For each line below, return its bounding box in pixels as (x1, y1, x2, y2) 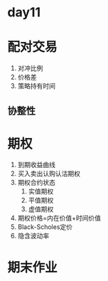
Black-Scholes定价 (17, 223, 73, 231)
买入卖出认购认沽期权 (17, 169, 80, 178)
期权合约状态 (17, 179, 55, 187)
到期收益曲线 (17, 161, 55, 169)
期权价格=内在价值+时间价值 (17, 214, 102, 223)
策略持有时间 (17, 82, 55, 90)
